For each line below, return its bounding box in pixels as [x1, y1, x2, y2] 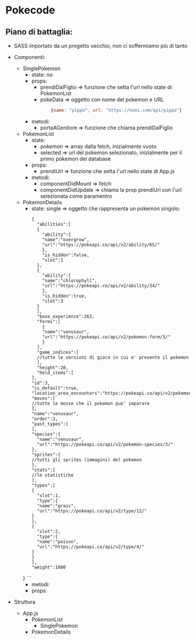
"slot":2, [36, 528, 61, 534]
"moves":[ [31, 395, 56, 401]
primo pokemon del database [40, 155, 111, 162]
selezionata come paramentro [40, 192, 112, 199]
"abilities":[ [36, 221, 71, 227]
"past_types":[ [31, 421, 68, 427]
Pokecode [5, 4, 56, 17]
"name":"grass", [36, 503, 77, 509]
